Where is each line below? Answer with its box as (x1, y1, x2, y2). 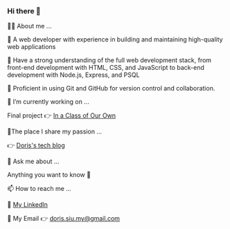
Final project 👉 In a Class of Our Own (7, 111, 116, 120)
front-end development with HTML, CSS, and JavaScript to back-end (7, 64, 204, 72)
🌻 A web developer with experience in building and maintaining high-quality (7, 35, 223, 44)
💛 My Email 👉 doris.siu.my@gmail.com (7, 214, 120, 223)
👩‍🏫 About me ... (7, 22, 52, 30)
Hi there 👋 (7, 6, 42, 16)
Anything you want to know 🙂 (7, 171, 91, 179)
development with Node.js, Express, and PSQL (7, 71, 140, 79)
